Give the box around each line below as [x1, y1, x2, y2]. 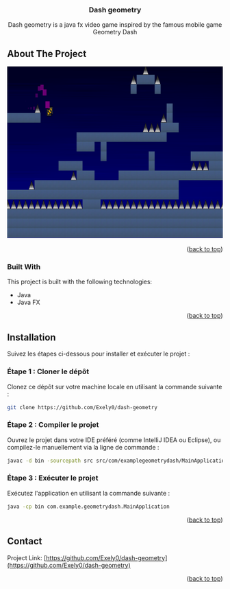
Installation [7, 332, 56, 343]
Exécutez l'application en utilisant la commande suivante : [7, 489, 170, 497]
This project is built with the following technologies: [7, 277, 153, 286]
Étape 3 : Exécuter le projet [7, 473, 99, 483]
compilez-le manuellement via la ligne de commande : [7, 443, 159, 451]
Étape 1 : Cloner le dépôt [7, 367, 90, 376]
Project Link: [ [7, 553, 47, 562]
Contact [7, 535, 42, 547]
